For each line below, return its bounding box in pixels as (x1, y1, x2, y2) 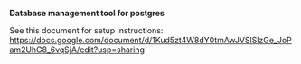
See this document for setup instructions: (9, 25, 164, 35)
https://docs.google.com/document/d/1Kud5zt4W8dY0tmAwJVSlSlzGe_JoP (9, 35, 292, 45)
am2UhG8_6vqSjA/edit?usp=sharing (9, 44, 145, 55)
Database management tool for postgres (9, 8, 165, 18)
